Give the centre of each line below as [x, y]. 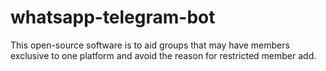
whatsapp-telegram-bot [113, 17]
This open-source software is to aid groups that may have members [150, 45]
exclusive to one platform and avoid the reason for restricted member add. [163, 55]
